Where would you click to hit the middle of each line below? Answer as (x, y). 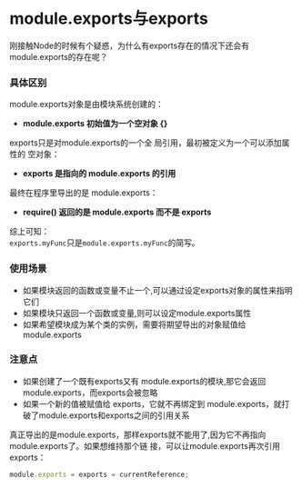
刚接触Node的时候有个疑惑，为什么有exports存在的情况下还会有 (130, 45)
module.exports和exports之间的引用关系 (114, 415)
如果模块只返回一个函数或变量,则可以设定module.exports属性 (137, 313)
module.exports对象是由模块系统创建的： (86, 105)
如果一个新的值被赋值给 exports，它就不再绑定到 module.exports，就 (152, 403)
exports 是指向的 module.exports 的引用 (99, 174)
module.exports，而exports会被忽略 (90, 393)
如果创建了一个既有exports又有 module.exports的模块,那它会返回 (144, 381)
